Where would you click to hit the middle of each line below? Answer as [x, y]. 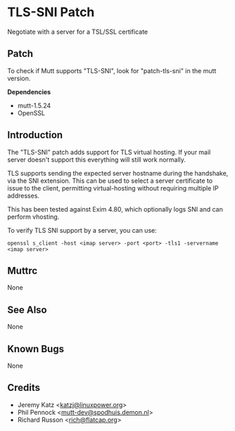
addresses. [24, 195]
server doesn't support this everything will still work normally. [97, 160]
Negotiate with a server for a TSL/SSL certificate [78, 32]
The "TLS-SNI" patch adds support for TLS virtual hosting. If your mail [109, 152]
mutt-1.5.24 [34, 105]
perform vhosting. [33, 217]
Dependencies [29, 91]
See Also [27, 310]
